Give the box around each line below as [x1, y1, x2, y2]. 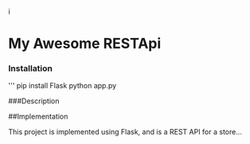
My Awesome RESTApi [8, 35, 162, 53]
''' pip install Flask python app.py [8, 81, 117, 91]
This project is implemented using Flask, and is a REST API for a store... [8, 127, 243, 137]
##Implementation [8, 111, 68, 122]
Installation [8, 63, 53, 74]
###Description [8, 96, 60, 106]
